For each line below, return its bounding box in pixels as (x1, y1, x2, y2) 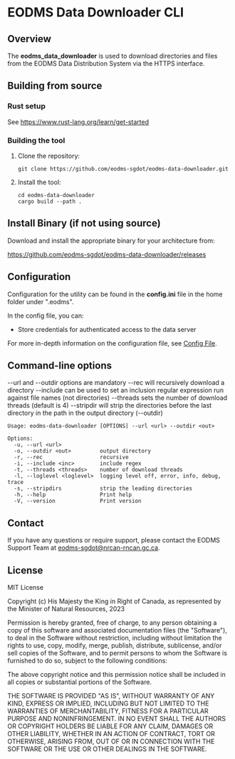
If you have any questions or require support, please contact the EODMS (7, 536, 221, 545)
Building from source (7, 80, 103, 92)
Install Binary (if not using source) (7, 217, 162, 229)
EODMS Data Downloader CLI (7, 4, 184, 21)
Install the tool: (17, 178, 62, 186)
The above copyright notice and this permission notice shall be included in (7, 670, 226, 679)
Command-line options (7, 360, 113, 371)
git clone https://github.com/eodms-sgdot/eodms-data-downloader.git (17, 165, 229, 172)
